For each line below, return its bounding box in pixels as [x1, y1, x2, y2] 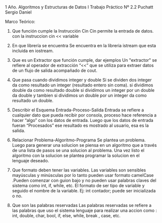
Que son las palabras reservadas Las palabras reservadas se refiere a [12, 203, 152, 208]
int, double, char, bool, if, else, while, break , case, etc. [12, 213, 121, 218]
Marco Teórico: [5, 19, 35, 24]
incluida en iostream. [12, 48, 54, 53]
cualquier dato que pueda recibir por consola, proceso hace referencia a [12, 112, 157, 118]
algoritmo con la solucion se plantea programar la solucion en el [12, 153, 140, 158]
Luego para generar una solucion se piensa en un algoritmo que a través [12, 142, 157, 148]
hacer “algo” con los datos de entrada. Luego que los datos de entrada [12, 118, 154, 123]
